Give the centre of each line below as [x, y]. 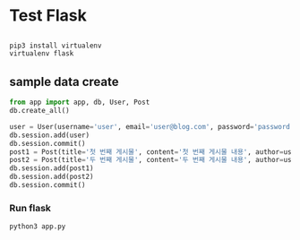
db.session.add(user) [50, 135]
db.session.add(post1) [51, 168]
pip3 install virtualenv [56, 46]
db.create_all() [39, 111]
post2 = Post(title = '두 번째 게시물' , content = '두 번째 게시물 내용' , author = [146, 160]
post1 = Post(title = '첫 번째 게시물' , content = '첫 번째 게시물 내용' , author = [146, 152]
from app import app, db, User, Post [80, 103]
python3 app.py [38, 227]
